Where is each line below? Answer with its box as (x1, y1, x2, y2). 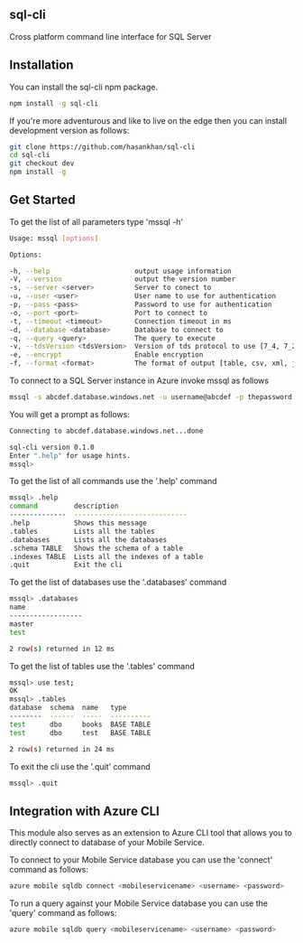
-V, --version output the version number (9, 275, 236, 284)
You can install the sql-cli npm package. (9, 81, 158, 92)
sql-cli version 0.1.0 (9, 443, 95, 452)
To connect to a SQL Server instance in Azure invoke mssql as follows (9, 375, 269, 387)
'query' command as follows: (9, 908, 117, 919)
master (9, 619, 34, 629)
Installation (9, 58, 74, 73)
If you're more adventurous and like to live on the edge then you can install (9, 115, 287, 126)
